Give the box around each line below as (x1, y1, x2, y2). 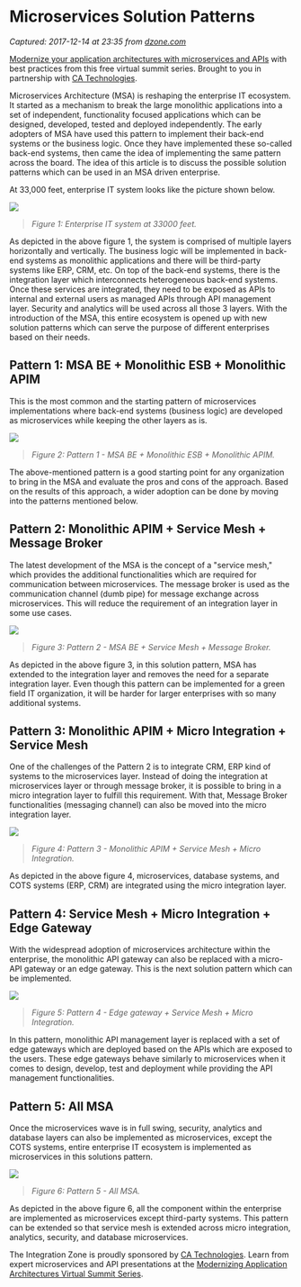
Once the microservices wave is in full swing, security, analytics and (9, 1123, 262, 1133)
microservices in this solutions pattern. (9, 1151, 154, 1162)
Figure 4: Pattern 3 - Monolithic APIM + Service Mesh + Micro (31, 844, 261, 855)
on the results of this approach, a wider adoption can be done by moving (9, 485, 279, 496)
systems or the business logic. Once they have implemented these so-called (9, 138, 293, 149)
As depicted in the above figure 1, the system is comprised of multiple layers (9, 236, 292, 247)
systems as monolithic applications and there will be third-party (25, 255, 261, 266)
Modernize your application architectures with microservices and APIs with (9, 53, 288, 64)
